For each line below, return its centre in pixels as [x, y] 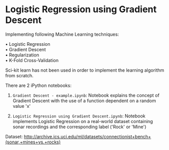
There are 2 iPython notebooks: [38, 85]
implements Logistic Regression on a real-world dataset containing [83, 121]
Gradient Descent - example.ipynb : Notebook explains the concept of [86, 95]
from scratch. [20, 75]
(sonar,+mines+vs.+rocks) [33, 142]
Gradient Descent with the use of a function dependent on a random [84, 101]
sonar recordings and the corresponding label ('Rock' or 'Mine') [79, 127]
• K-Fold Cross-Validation [32, 60]
